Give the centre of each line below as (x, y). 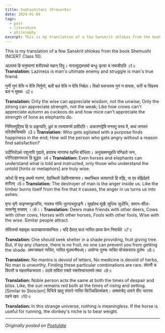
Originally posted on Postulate (36, 325)
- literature (23, 28)
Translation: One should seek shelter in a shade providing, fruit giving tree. (81, 239)
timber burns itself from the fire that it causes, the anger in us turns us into (81, 189)
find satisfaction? (23, 142)
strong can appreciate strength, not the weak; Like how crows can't (73, 107)
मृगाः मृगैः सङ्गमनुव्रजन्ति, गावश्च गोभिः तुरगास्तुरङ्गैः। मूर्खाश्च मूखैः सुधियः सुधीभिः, (68, 204)
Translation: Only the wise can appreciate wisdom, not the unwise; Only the (82, 101)
